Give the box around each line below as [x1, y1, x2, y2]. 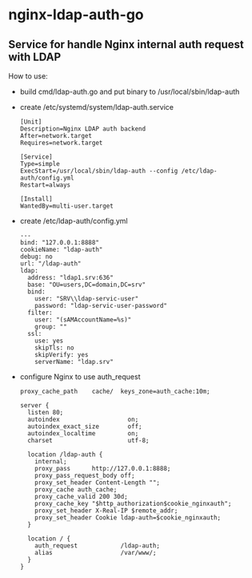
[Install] [19, 195, 54, 203]
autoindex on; [27, 415, 139, 423]
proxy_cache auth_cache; [34, 486, 118, 494]
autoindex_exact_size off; [27, 422, 142, 430]
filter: [27, 309, 54, 317]
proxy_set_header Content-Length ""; [34, 479, 160, 487]
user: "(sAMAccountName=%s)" [34, 316, 132, 324]
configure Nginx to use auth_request [19, 372, 141, 382]
